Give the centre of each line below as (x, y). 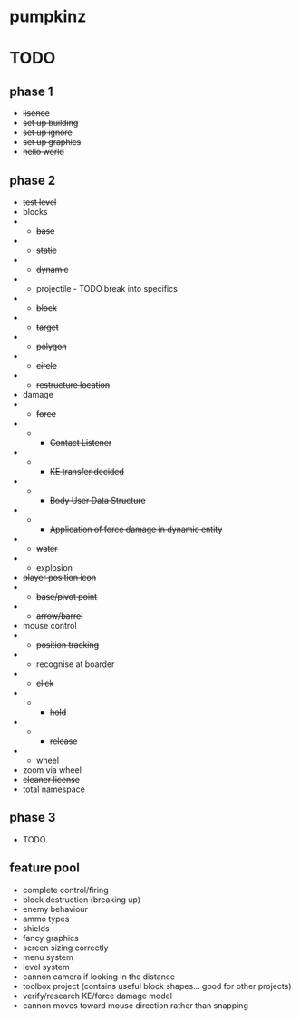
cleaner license (51, 779)
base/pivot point (67, 597)
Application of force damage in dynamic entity (136, 529)
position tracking (68, 645)
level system (46, 967)
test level (39, 202)
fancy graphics (50, 938)
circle (46, 366)
